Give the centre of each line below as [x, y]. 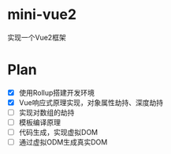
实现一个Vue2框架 [37, 37]
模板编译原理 [39, 122]
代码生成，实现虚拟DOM [58, 133]
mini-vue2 [42, 15]
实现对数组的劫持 [46, 113]
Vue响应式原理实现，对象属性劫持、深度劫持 [91, 102]
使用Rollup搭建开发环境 [57, 92]
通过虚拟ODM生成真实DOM [63, 142]
